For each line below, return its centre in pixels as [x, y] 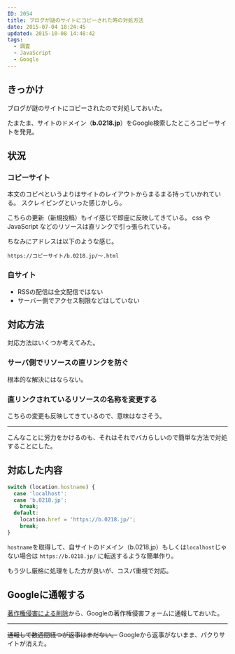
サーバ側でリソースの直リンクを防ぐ [68, 363]
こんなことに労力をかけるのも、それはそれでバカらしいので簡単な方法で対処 [117, 437]
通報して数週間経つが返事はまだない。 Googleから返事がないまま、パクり [113, 634]
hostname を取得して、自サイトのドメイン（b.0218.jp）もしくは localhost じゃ [117, 547]
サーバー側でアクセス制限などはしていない [78, 300]
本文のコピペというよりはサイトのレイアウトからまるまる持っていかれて [111, 194]
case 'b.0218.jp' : [41, 500]
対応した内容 [35, 471]
